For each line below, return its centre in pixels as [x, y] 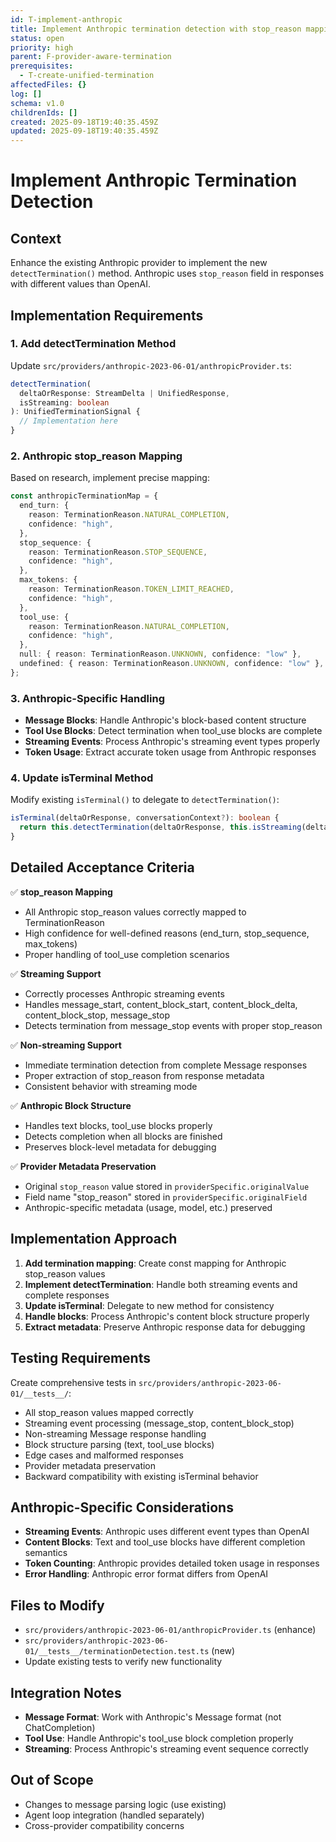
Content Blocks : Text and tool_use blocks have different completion [165, 1542]
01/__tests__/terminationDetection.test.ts [117, 1652]
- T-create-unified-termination [87, 76]
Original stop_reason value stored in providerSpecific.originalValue [167, 1186]
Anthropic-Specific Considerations [122, 1507]
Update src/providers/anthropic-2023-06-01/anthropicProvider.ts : [151, 365]
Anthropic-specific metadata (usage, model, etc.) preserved [148, 1207]
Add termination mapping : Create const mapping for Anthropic [155, 1263]
